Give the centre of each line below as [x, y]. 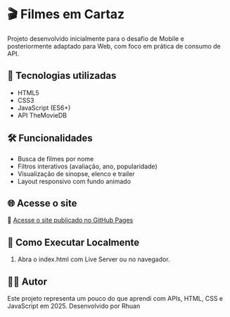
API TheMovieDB [42, 115]
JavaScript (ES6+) [44, 108]
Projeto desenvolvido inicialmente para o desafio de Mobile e [96, 38]
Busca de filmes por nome [56, 158]
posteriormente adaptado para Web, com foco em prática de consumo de [114, 46]
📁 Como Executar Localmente [74, 242]
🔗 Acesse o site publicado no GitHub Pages [70, 220]
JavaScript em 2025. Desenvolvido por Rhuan [74, 306]
